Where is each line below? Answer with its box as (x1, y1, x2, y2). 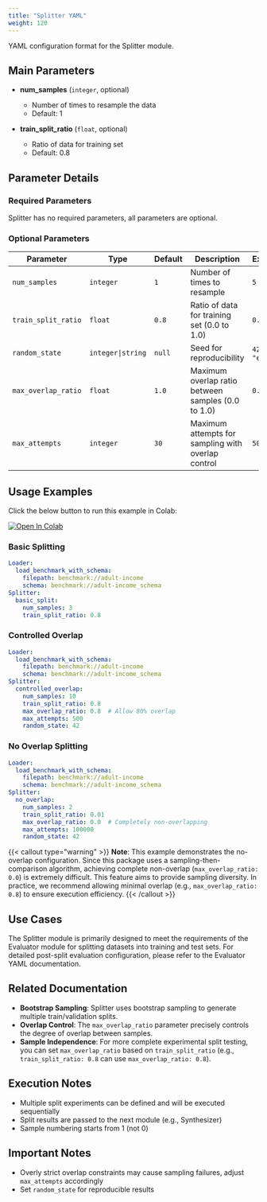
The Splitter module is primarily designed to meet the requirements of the (8, 934, 249, 943)
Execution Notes (8, 1077, 92, 1091)
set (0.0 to (190, 320, 230, 331)
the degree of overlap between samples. (19, 1028, 153, 1038)
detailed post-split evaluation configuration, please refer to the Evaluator (8, 951, 246, 960)
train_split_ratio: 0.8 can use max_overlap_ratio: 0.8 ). (19, 1053, 211, 1063)
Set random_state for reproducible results (19, 1184, 155, 1194)
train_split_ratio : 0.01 (22, 811, 105, 819)
